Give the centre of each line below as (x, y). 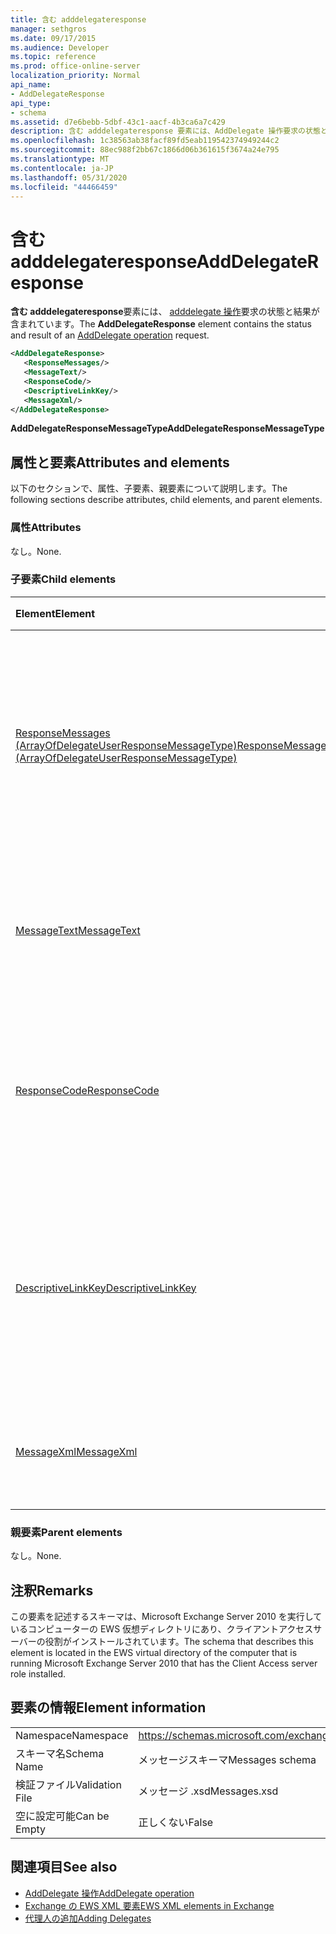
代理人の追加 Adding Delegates (88, 1918)
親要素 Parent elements (66, 1532)
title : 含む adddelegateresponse (78, 19)
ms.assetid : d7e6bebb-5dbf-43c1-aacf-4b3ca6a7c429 (118, 122)
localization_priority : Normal (75, 76)
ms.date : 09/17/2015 (53, 38)
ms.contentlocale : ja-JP (62, 168)
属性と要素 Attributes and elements (120, 462)
